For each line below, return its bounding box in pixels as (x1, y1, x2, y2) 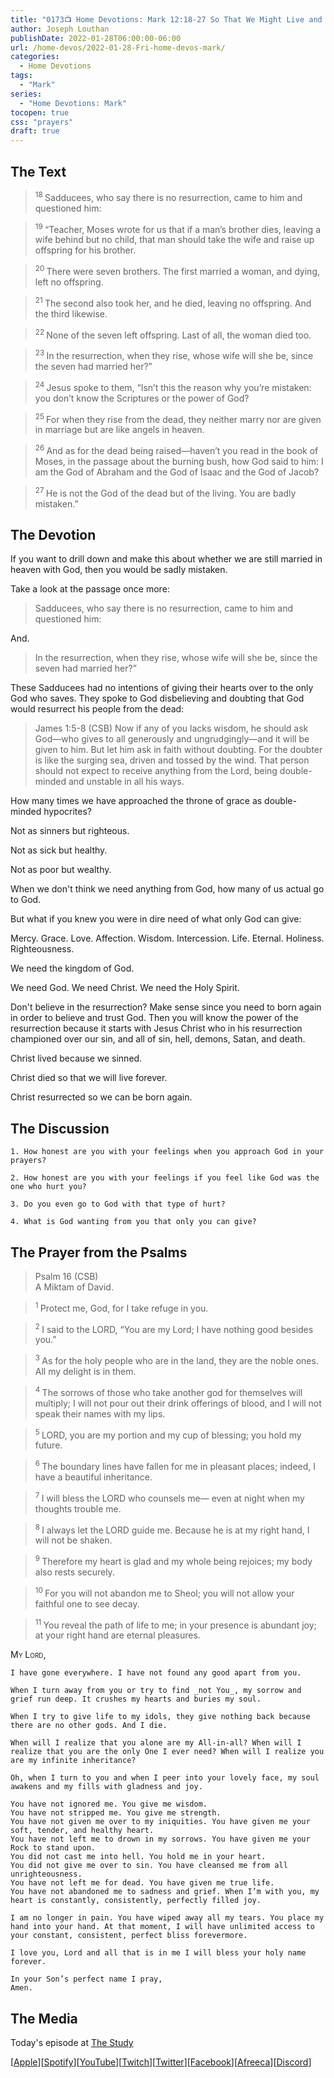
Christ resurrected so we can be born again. (10, 1091, 193, 1103)
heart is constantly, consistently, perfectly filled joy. (10, 1896, 262, 1906)
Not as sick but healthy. (10, 844, 108, 856)
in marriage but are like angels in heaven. (34, 424, 205, 436)
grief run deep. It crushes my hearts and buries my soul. (10, 1694, 262, 1705)
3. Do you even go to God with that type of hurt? (10, 1199, 226, 1210)
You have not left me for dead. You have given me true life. (10, 1878, 275, 1888)
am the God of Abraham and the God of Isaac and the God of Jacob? (34, 466, 320, 478)
